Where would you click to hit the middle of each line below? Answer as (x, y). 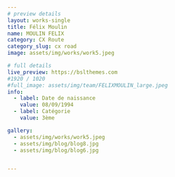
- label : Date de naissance (55, 98)
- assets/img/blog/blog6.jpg (56, 150)
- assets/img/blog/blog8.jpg (56, 144)
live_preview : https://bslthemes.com (63, 72)
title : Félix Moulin (38, 27)
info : (15, 92)
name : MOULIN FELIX (36, 33)
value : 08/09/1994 (47, 105)
